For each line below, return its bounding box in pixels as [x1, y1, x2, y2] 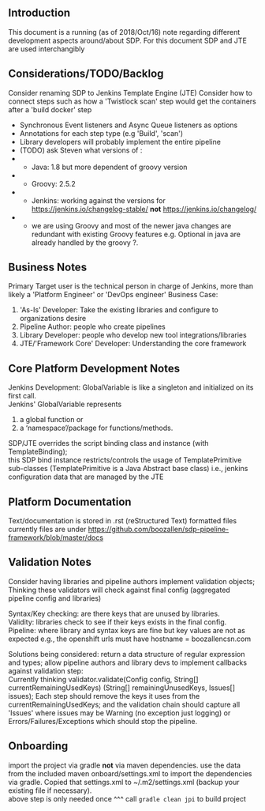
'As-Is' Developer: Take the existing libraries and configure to [19, 305, 218, 315]
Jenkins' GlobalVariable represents [8, 399, 122, 409]
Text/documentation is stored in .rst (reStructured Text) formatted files [8, 516, 237, 526]
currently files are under [8, 525, 87, 534]
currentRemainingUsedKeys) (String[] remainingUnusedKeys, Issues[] [8, 683, 235, 692]
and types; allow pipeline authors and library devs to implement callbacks [8, 658, 247, 667]
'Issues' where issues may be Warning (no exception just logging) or [8, 707, 231, 718]
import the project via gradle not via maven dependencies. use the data [8, 760, 241, 770]
